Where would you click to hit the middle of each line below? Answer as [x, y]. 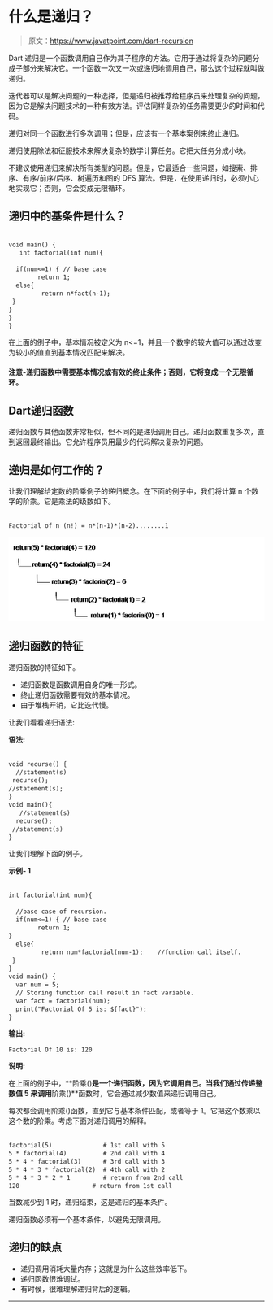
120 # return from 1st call [91, 1186]
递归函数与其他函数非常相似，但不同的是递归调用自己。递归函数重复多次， [133, 432]
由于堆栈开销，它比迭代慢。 [67, 705]
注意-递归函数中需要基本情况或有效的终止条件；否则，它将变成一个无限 [128, 372]
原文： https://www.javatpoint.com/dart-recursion [110, 41]
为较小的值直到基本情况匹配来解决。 [69, 352]
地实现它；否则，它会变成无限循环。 [69, 188]
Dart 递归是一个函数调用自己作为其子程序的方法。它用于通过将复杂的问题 [130, 58]
